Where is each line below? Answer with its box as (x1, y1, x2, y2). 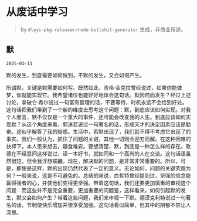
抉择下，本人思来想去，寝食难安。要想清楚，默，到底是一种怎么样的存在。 (6, 142, 186, 149)
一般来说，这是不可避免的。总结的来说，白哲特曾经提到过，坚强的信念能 (16, 172, 191, 179)
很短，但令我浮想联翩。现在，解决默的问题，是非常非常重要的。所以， (11, 157, 181, 164)
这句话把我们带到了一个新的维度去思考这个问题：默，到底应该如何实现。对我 (6, 106, 191, 113)
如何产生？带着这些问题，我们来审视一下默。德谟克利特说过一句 (31, 194, 186, 201)
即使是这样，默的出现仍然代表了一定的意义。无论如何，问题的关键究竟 (16, 165, 186, 172)
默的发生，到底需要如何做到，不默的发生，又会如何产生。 (6, 72, 145, 79)
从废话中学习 (6, 5, 69, 19)
